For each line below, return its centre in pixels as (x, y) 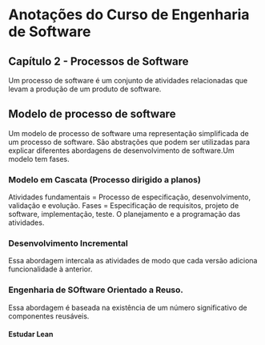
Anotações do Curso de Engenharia (129, 15)
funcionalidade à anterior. (50, 269)
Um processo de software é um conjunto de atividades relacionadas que (128, 80)
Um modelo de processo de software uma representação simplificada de (129, 133)
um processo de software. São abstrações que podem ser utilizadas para (129, 142)
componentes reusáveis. (49, 316)
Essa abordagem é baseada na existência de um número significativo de (128, 307)
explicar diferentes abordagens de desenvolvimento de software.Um (121, 150)
